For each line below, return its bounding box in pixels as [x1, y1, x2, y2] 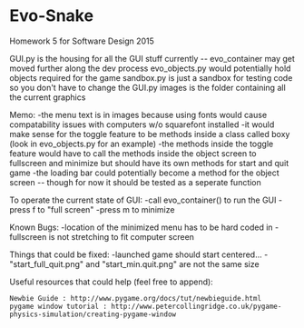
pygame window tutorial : [9, 302, 107, 311]
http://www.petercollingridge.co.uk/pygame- [110, 302, 282, 311]
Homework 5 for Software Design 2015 [9, 35, 154, 46]
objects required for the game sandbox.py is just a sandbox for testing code [9, 72, 293, 83]
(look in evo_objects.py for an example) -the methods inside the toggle [9, 138, 274, 149]
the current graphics [9, 92, 86, 103]
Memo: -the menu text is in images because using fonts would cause [9, 109, 268, 120]
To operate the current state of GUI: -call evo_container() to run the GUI [9, 194, 277, 205]
